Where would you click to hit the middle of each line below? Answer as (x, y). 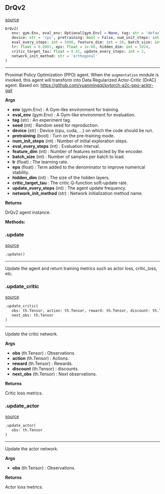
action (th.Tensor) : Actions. (41, 358)
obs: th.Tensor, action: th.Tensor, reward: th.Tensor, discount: (81, 311)
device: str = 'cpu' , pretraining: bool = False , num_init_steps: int (85, 38)
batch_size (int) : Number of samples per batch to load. (69, 157)
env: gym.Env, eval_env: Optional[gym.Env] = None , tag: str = (78, 33)
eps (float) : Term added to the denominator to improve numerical (79, 167)
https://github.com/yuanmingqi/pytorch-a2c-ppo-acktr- (97, 85)
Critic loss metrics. (24, 393)
